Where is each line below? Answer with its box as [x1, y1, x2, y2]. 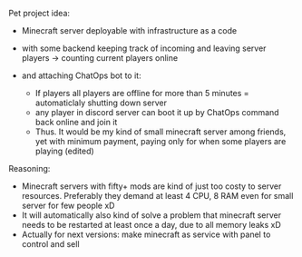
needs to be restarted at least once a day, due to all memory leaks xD [21, 220, 282, 230]
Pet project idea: [8, 8, 70, 18]
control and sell [21, 239, 80, 249]
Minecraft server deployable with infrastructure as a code [21, 25, 238, 35]
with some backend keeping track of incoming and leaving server [21, 43, 267, 54]
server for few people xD [21, 200, 115, 211]
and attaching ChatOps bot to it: [21, 70, 141, 81]
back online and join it [34, 117, 118, 127]
